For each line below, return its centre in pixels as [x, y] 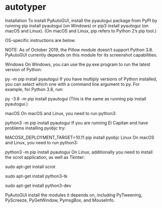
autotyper [26, 7]
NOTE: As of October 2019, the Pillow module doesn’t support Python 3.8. [79, 50]
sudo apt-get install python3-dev [38, 185]
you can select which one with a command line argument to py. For [72, 84]
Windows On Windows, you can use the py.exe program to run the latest [78, 64]
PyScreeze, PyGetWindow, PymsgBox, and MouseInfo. [60, 200]
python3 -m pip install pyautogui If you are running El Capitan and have [77, 123]
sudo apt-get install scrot [30, 167]
